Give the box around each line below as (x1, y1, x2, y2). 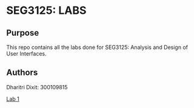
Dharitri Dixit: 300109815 (6, 83, 68, 91)
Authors (6, 68, 38, 78)
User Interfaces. (6, 50, 47, 57)
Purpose (6, 28, 39, 38)
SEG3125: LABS (6, 4, 87, 17)
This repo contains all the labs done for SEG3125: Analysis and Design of (6, 43, 188, 51)
